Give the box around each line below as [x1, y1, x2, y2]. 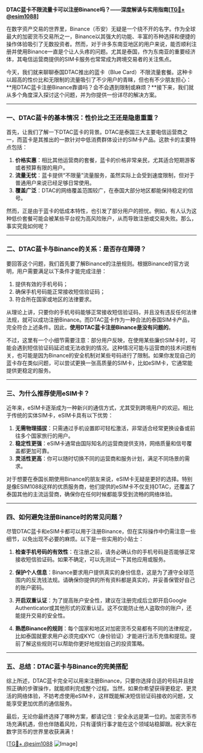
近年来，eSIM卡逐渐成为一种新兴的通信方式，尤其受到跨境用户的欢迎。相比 [6, 404, 194, 411]
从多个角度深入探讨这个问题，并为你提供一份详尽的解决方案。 [6, 91, 160, 98]
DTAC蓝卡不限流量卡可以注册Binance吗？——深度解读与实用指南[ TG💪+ [6, 6, 185, 13]
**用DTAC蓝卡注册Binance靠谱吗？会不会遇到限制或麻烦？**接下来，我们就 [6, 84, 195, 90]
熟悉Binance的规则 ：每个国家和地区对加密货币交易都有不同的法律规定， [14, 625, 195, 632]
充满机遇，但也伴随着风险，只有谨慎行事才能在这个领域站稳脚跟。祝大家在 [11, 720, 197, 728]
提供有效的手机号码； [14, 280, 68, 288]
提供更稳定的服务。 [6, 366, 54, 374]
